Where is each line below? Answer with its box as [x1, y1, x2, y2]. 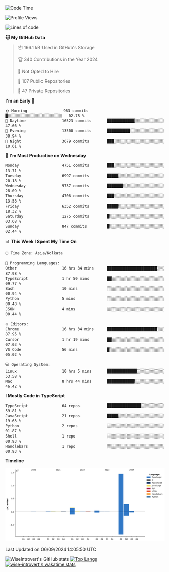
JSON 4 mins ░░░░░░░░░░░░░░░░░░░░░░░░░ [5, 307, 164, 312]
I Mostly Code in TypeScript [5, 393, 65, 398]
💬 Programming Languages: [5, 261, 60, 266]
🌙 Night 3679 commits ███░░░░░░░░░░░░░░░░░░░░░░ [5, 139, 164, 144]
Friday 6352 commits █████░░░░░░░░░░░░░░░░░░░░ [5, 204, 164, 209]
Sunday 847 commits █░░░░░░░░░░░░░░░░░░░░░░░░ [5, 224, 164, 229]
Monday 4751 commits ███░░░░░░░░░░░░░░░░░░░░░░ [5, 163, 164, 168]
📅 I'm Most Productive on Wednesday [5, 153, 86, 158]
